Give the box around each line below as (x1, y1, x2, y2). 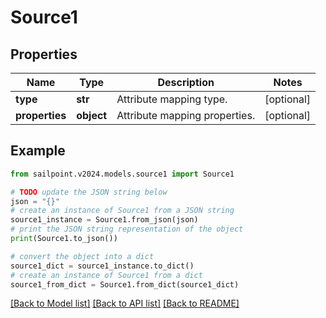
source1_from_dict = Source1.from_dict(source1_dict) (10, 279, 240, 290)
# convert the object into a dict (10, 251, 155, 261)
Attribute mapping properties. (116, 109, 256, 122)
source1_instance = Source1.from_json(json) (10, 215, 199, 225)
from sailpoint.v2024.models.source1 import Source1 (10, 169, 235, 179)
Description (157, 76, 215, 89)
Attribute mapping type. (116, 92, 228, 106)
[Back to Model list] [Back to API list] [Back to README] (10, 297, 240, 310)
